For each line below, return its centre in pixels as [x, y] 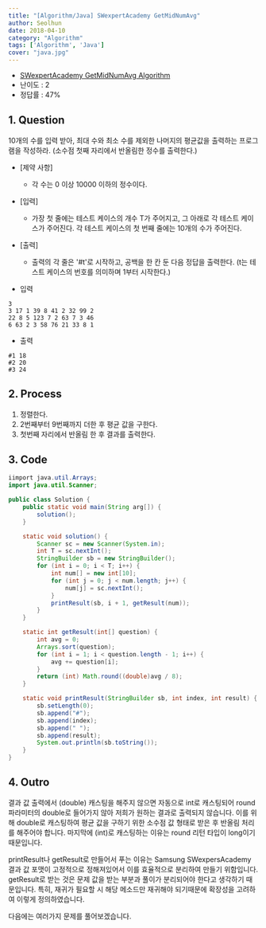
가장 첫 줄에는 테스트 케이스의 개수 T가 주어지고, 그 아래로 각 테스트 [135, 218]
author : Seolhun [35, 23]
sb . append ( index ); [67, 720]
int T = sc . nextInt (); [74, 551]
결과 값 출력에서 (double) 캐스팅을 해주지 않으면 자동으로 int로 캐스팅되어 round [132, 802]
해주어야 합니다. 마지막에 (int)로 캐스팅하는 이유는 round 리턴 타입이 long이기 [136, 832]
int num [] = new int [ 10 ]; [93, 574]
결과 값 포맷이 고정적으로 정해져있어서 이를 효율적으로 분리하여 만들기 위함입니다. [133, 869]
